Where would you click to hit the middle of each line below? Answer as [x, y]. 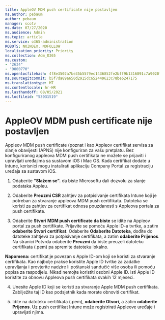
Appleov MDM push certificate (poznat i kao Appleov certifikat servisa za [79, 145]
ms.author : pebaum [24, 14]
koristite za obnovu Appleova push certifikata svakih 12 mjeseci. [70, 277]
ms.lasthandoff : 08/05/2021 [34, 92]
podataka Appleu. [30, 186]
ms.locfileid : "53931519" [31, 96]
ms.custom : [16, 60]
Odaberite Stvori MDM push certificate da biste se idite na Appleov [81, 221]
